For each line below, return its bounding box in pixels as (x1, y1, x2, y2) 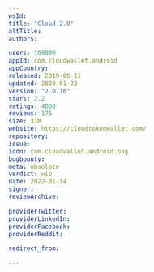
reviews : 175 (8, 110, 53, 118)
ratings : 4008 (8, 102, 57, 110)
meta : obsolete (8, 162, 60, 171)
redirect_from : (8, 244, 60, 253)
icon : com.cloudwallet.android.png (8, 147, 129, 155)
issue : (8, 140, 31, 148)
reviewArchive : (8, 192, 60, 201)
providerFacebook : (8, 222, 71, 231)
